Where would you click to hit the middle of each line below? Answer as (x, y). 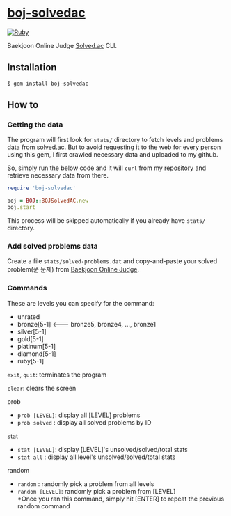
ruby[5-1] (31, 361)
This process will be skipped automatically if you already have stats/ (106, 221)
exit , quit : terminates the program (57, 375)
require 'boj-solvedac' (42, 188)
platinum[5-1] (37, 346)
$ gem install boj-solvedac (48, 84)
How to (23, 105)
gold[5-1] (30, 338)
